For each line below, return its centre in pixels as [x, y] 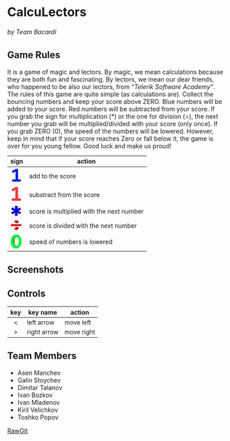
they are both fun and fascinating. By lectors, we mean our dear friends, [111, 79]
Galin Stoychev [39, 380]
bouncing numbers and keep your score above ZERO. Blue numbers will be [115, 101]
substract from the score [64, 194]
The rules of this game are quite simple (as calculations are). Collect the [110, 94]
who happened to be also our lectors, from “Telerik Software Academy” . [111, 86]
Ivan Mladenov [39, 402]
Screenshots [36, 270]
